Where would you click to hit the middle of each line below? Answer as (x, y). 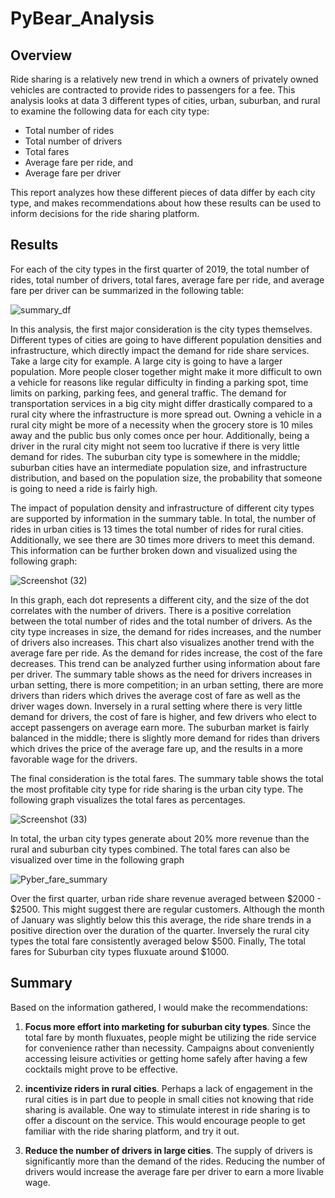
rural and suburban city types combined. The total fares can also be (150, 849)
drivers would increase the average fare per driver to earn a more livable (174, 1171)
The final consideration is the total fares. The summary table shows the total (167, 778)
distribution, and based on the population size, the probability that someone (166, 478)
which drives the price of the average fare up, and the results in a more (156, 748)
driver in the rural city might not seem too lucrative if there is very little (155, 446)
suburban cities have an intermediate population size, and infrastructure (159, 467)
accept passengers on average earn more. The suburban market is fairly (160, 727)
